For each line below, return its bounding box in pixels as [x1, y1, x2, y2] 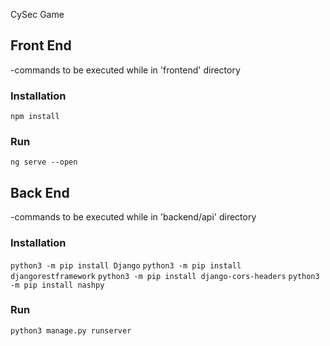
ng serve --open [10, 157, 78, 168]
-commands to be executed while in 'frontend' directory [10, 64, 241, 76]
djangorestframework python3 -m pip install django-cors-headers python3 [10, 271, 320, 281]
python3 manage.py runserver [10, 325, 132, 336]
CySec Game [10, 9, 65, 20]
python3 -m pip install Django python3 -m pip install [10, 260, 242, 271]
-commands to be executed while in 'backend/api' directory [10, 211, 257, 223]
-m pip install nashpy [10, 280, 105, 290]
